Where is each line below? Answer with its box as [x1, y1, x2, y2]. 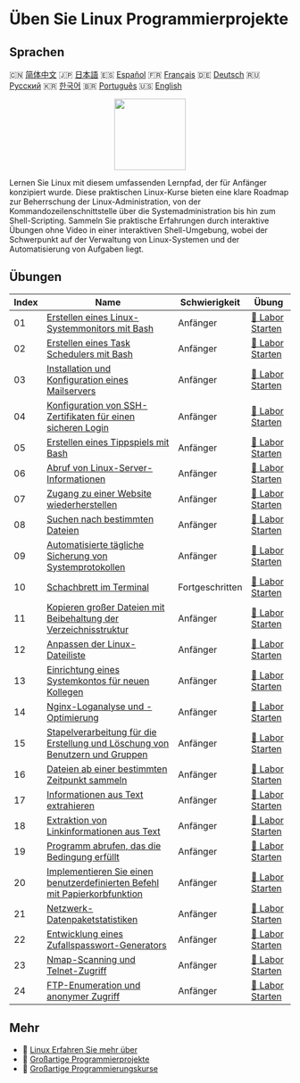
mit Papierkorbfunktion [46, 888, 143, 900]
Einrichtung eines [46, 663, 121, 675]
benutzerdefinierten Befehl [46, 876, 159, 889]
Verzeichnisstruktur [46, 623, 129, 635]
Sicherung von [46, 550, 108, 562]
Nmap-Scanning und [46, 953, 136, 965]
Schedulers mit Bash [46, 348, 134, 360]
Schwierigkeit [179, 295, 241, 308]
